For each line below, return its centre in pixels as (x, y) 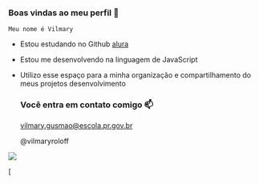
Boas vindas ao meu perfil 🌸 (64, 13)
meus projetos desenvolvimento (73, 84)
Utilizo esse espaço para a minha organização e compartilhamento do (135, 75)
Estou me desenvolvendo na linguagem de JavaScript (109, 60)
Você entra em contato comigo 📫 (87, 105)
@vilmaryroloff (45, 141)
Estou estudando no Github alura (74, 44)
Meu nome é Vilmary (41, 30)
